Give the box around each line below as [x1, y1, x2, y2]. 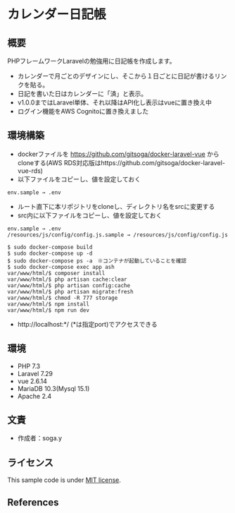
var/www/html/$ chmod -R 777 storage [7, 294, 118, 301]
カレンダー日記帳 [7, 6, 107, 23]
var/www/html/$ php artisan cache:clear [7, 276, 128, 283]
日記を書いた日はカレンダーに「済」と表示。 [17, 90, 148, 97]
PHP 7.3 [17, 361, 41, 370]
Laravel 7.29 [17, 369, 53, 378]
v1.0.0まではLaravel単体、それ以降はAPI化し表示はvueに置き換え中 [17, 98, 212, 107]
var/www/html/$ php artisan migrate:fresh [7, 288, 134, 295]
